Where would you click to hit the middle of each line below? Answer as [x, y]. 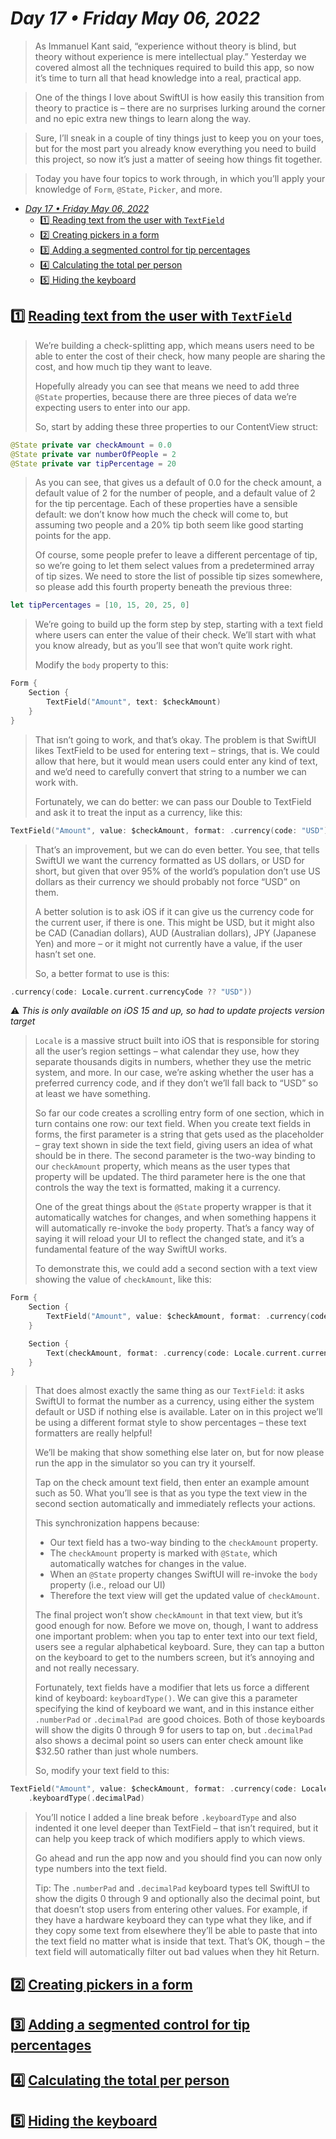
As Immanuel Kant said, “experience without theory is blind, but [165, 46]
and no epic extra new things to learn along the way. [143, 118]
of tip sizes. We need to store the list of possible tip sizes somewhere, [178, 576]
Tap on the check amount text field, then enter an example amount [172, 1483]
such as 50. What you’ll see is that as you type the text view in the [171, 1493]
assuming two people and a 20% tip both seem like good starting [169, 525]
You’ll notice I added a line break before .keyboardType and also [165, 1818]
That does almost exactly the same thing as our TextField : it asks [169, 1391]
